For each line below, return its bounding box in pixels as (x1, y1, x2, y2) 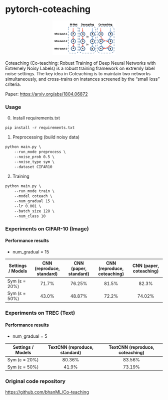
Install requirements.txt (12, 114, 60, 121)
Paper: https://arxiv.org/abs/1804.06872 (5, 91, 88, 97)
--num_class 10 (14, 213, 46, 219)
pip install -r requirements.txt (5, 125, 75, 130)
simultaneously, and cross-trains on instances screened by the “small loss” (5, 76, 160, 82)
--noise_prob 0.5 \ (14, 154, 55, 159)
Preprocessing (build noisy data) (12, 134, 80, 140)
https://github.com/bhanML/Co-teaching (5, 389, 89, 395)
